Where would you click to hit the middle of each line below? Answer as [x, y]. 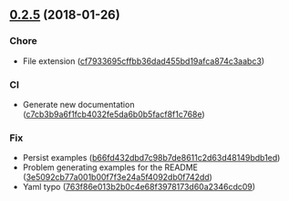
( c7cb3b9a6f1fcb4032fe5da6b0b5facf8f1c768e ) [114, 114]
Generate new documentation [78, 104]
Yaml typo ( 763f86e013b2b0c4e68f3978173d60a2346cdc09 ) [139, 187]
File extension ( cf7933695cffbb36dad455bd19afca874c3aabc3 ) [144, 61]
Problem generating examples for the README [110, 167]
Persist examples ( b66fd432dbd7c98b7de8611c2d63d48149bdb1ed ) [151, 158]
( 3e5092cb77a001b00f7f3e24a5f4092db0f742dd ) [117, 177]
